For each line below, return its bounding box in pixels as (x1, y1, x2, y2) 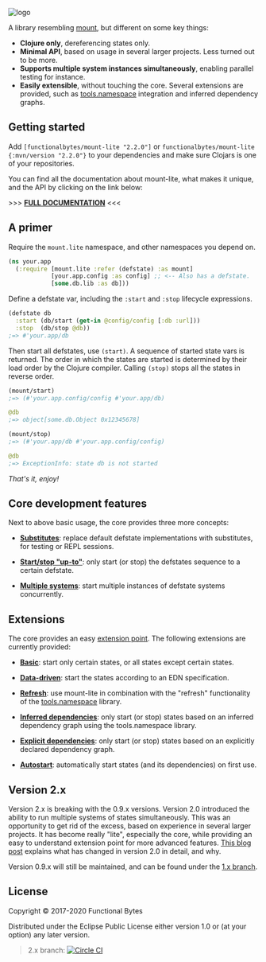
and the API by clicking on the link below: (8, 182, 143, 192)
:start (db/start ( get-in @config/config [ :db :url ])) (15, 317, 201, 325)
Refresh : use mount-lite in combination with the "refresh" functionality (19, 688, 251, 698)
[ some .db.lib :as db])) (50, 279, 129, 288)
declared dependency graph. (19, 745, 115, 754)
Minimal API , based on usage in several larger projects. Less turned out (19, 47, 256, 56)
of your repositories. (8, 158, 75, 168)
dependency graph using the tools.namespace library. (19, 721, 197, 730)
